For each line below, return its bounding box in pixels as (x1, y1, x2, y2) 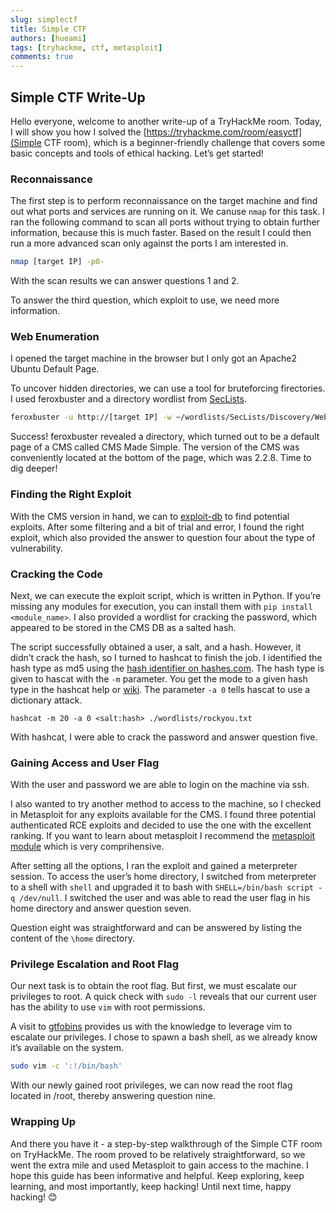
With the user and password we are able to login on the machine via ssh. (10, 779, 310, 791)
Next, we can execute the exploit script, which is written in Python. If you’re (10, 589, 322, 601)
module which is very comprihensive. (10, 841, 165, 853)
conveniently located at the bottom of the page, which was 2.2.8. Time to (10, 452, 312, 464)
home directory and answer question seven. (10, 902, 192, 915)
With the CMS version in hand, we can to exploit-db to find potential (10, 510, 290, 522)
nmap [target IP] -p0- (10, 257, 105, 267)
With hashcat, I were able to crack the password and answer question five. (10, 731, 318, 743)
